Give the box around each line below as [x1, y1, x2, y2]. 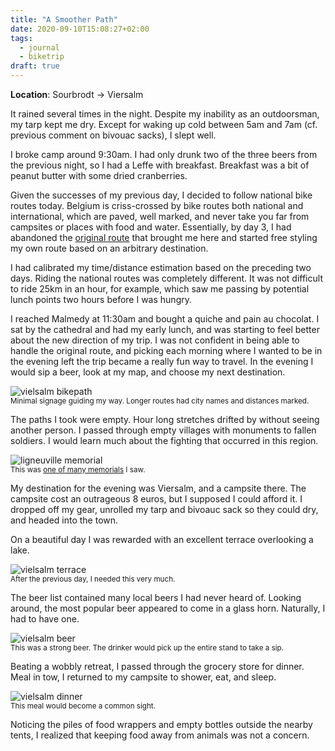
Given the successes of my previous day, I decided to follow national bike [10, 189, 313, 201]
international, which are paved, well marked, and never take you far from [10, 211, 310, 222]
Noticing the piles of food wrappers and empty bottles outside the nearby [10, 719, 313, 730]
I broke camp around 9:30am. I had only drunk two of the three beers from [10, 149, 318, 160]
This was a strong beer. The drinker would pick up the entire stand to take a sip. [10, 643, 285, 653]
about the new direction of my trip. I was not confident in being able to [10, 334, 300, 346]
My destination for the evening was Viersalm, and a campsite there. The [10, 482, 307, 494]
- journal [19, 42, 60, 53]
